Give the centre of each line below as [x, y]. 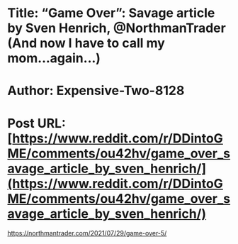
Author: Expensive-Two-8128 [96, 91]
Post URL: [36, 123]
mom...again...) [54, 59]
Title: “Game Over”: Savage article [111, 13]
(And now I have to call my [86, 43]
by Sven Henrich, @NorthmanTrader [117, 28]
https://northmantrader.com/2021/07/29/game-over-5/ [87, 233]
